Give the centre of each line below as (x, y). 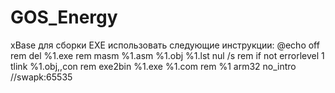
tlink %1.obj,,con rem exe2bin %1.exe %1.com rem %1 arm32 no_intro (153, 66)
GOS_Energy (64, 17)
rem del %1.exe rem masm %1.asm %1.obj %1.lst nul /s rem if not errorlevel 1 (167, 55)
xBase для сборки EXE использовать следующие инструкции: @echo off (165, 45)
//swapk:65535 (41, 77)
